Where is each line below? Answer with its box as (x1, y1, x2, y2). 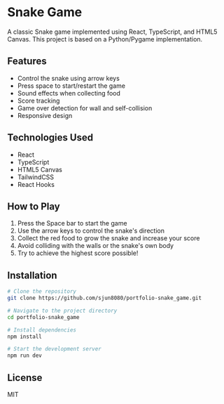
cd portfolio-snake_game (7, 313, 80, 320)
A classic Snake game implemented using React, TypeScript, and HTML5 (7, 27, 218, 36)
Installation (7, 269, 57, 281)
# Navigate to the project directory (7, 307, 118, 314)
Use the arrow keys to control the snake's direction (17, 226, 164, 235)
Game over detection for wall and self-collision (17, 103, 153, 112)
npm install (7, 333, 42, 340)
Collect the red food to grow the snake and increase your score (17, 234, 200, 242)
